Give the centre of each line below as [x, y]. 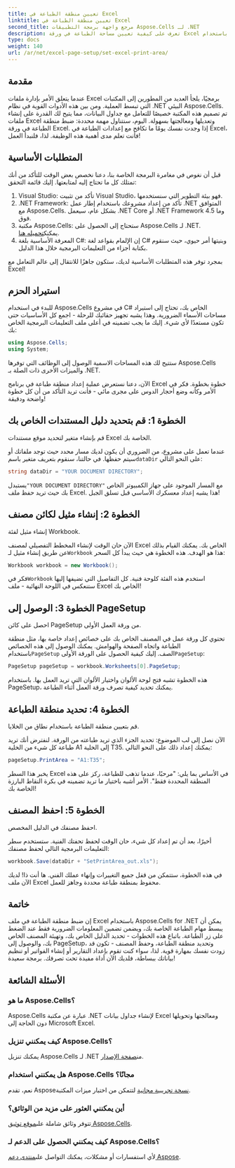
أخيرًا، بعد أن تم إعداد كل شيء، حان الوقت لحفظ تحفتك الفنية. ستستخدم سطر [110, 841]
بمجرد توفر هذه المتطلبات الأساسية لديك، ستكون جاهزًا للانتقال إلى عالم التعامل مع [115, 261]
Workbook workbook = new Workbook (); [63, 565]
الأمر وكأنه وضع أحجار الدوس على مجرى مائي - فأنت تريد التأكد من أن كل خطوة [112, 391]
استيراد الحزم [34, 291]
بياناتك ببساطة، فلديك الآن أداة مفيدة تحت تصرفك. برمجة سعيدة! [92, 958]
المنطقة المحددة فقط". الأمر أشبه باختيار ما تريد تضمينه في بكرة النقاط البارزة [109, 781]
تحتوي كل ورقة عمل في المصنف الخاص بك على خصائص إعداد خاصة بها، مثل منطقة [116, 638]
